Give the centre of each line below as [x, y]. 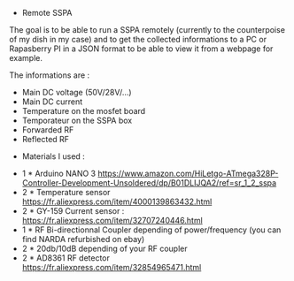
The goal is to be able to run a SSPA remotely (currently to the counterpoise [147, 30]
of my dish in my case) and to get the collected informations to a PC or [138, 39]
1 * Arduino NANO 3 [58, 173]
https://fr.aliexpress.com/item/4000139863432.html [117, 201]
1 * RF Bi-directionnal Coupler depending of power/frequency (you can [151, 230]
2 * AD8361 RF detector [66, 258]
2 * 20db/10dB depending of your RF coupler [104, 248]
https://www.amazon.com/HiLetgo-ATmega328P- [188, 173]
